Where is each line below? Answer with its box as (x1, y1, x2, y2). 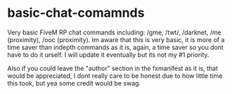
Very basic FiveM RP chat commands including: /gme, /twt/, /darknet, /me (7, 28, 221, 36)
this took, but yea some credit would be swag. (7, 79, 141, 87)
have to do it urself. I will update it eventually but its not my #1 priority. (7, 51, 210, 59)
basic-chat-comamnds (7, 5, 145, 21)
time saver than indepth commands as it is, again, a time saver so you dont (7, 43, 224, 51)
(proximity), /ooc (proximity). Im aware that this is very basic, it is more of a (7, 35, 225, 43)
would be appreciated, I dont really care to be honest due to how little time (7, 72, 223, 80)
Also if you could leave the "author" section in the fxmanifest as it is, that (7, 64, 218, 72)
